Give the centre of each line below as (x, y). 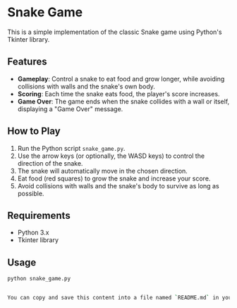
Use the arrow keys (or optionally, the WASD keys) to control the (111, 156)
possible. (31, 193)
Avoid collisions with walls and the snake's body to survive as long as (119, 186)
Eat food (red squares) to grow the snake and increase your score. (114, 178)
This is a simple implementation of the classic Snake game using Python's (115, 32)
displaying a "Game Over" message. (70, 109)
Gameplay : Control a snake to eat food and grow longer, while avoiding (121, 79)
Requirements (39, 216)
